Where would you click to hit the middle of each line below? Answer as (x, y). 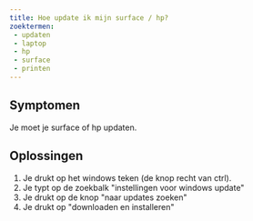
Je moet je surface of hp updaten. (73, 127)
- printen (32, 69)
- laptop (30, 43)
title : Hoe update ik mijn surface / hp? (89, 18)
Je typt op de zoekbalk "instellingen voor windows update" (133, 187)
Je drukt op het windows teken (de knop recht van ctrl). (127, 177)
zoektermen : (32, 26)
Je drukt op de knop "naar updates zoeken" (105, 197)
